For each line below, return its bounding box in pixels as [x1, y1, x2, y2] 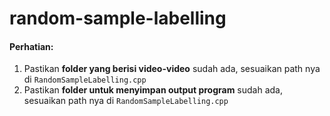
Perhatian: [9, 40, 54, 52]
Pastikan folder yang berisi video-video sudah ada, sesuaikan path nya [23, 63, 321, 75]
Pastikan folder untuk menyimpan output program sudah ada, [23, 84, 284, 96]
